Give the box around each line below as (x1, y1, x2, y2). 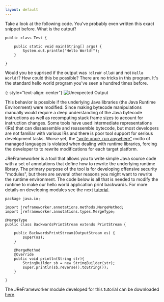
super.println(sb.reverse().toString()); (23, 265, 109, 270)
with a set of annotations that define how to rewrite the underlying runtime (5, 160, 156, 167)
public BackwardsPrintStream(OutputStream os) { (14, 230, 115, 235)
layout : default (5, 7, 38, 12)
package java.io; (5, 196, 41, 201)
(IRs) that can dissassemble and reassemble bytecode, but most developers (5, 125, 159, 131)
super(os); (23, 235, 45, 240)
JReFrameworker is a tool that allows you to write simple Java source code (5, 155, 157, 161)
